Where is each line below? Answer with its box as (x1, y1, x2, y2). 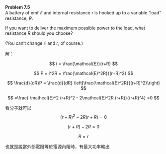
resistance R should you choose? (5, 30, 73, 36)
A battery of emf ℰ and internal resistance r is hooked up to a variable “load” (5, 10, 162, 15)
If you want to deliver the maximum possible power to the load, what (5, 25, 146, 31)
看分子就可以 (5, 105, 31, 111)
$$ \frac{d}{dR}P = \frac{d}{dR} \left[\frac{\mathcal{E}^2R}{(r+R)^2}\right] (7, 80, 160, 86)
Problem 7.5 (5, 4, 30, 10)
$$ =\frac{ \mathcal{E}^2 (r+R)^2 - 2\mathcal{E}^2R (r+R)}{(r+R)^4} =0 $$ (7, 95, 160, 101)
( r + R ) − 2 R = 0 (67, 124, 100, 130)
